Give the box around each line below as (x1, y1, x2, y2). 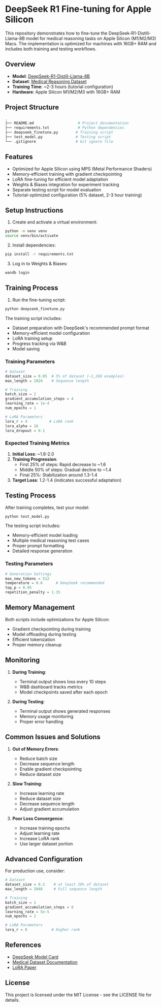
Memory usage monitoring (19, 713, 74, 719)
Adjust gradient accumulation (19, 806, 80, 812)
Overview (5, 60, 36, 68)
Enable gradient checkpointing (19, 766, 82, 772)
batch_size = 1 (5, 900, 36, 905)
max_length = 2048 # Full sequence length (5, 887, 102, 892)
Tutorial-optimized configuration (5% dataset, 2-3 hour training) (12, 192, 142, 198)
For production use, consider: (5, 868, 65, 874)
